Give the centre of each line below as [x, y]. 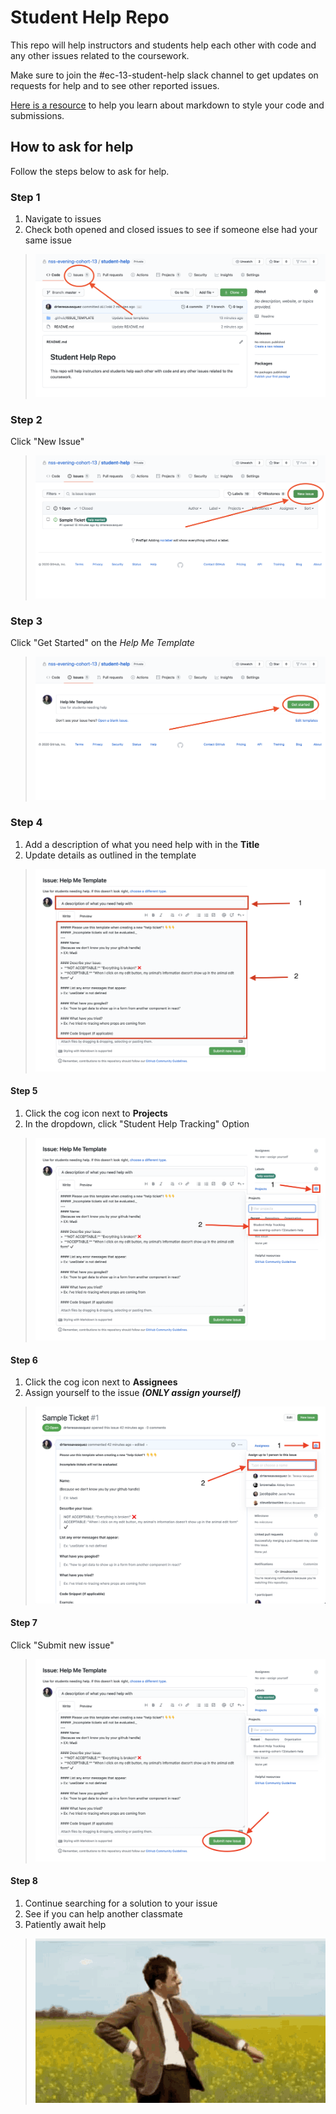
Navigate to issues [63, 219]
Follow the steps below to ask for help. [90, 171]
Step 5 [24, 1091]
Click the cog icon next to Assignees [101, 1382]
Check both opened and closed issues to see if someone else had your [171, 230]
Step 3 [26, 621]
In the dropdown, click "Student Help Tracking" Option [137, 1124]
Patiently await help [65, 1925]
